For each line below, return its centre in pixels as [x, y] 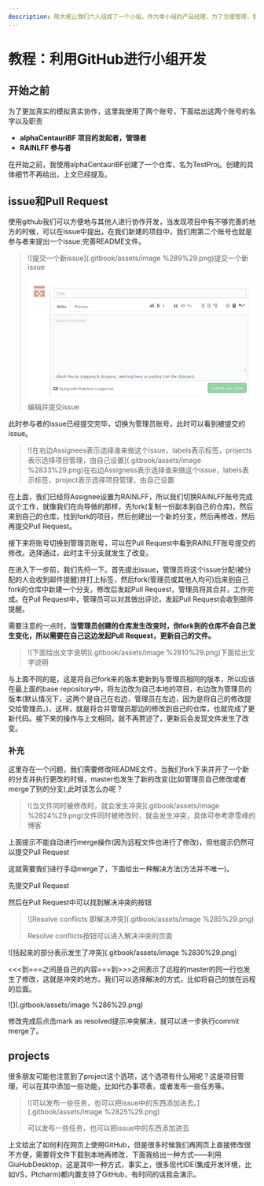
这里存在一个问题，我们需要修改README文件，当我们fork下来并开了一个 [125, 769]
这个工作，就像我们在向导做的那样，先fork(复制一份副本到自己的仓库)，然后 [131, 506]
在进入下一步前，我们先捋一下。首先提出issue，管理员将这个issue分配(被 [126, 569]
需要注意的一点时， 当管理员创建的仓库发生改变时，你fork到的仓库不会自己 [128, 625]
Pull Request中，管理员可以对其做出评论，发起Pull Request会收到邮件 [141, 599]
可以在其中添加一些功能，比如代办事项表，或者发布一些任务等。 [125, 1086]
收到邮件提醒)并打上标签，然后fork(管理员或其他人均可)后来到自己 [142, 579]
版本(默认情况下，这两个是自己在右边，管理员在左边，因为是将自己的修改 [126, 699]
